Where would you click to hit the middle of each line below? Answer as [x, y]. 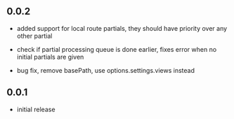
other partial [34, 36]
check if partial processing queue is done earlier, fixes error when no [117, 49]
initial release [36, 109]
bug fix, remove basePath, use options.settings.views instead [105, 70]
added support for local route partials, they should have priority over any [122, 28]
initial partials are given [50, 57]
